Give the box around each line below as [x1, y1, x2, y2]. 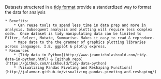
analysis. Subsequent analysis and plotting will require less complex [5, 27, 152, 32]
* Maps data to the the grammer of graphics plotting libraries [14, 40, 146, 45]
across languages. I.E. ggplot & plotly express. [5, 44, 107, 49]
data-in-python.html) [5, 57, 49, 62]
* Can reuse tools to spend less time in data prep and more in [14, 23, 146, 28]
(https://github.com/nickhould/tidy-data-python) [5, 61, 107, 66]
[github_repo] [55, 57, 83, 62]
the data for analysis [5, 9, 46, 15]
